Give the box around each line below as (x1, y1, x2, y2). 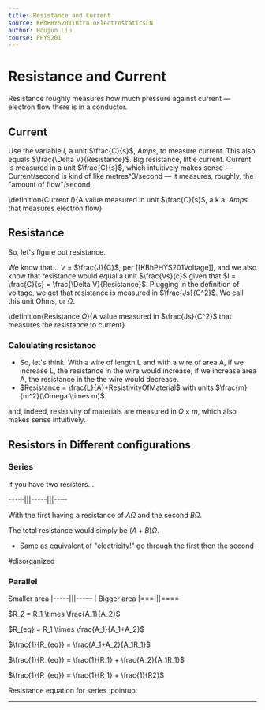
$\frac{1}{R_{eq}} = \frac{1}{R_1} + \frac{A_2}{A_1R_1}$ (8, 655, 185, 665)
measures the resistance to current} (8, 319, 125, 329)
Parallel (8, 576, 38, 587)
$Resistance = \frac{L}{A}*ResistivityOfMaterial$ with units (19, 383, 215, 392)
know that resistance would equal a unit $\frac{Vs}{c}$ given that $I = (8, 270, 237, 281)
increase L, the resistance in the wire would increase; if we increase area (19, 366, 257, 376)
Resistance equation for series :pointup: (8, 685, 138, 696)
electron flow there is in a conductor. (8, 102, 128, 111)
